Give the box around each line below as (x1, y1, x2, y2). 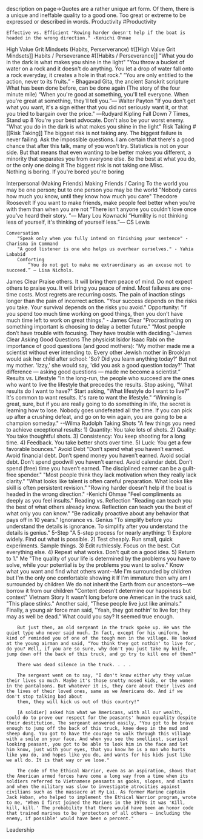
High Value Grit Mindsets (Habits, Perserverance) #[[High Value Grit (6, 45, 176, 53)
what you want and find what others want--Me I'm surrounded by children (6, 568, 191, 575)
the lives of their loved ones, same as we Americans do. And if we (6, 688, 183, 694)
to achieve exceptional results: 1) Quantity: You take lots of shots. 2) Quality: (6, 426, 196, 433)
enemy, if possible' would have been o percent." (6, 815, 135, 821)
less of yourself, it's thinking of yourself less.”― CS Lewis (6, 218, 150, 226)
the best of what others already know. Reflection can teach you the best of (6, 503, 193, 510)
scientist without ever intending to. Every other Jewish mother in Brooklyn (6, 349, 191, 356)
